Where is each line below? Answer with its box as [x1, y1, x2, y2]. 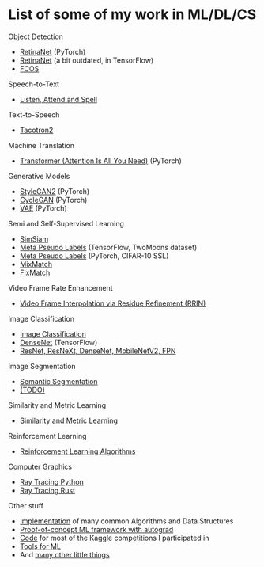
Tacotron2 [19, 125, 54, 135]
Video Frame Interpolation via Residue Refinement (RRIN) [19, 299, 206, 308]
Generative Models [8, 171, 70, 181]
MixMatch [19, 259, 53, 268]
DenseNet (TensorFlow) [19, 337, 98, 347]
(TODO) [19, 385, 46, 394]
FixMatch [19, 268, 51, 277]
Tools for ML [19, 541, 62, 551]
